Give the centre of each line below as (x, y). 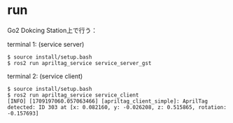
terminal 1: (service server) (46, 44)
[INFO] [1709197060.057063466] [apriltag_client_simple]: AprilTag (108, 101)
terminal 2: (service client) (45, 76)
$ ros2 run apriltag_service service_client (73, 95)
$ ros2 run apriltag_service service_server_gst (79, 63)
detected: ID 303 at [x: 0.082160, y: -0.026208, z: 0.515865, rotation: (117, 107)
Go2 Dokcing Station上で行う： (52, 30)
